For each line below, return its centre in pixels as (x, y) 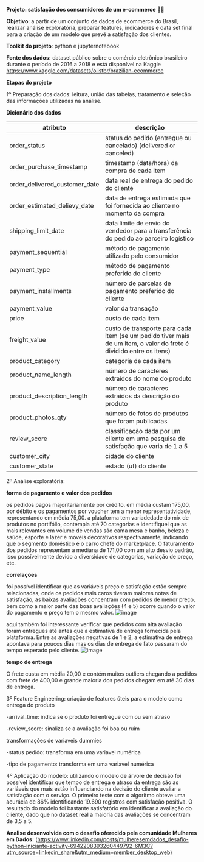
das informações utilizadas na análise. (54, 101)
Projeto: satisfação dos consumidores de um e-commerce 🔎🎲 (85, 9)
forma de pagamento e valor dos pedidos (59, 493)
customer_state (31, 466)
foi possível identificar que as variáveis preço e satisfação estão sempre (97, 587)
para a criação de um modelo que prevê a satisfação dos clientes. (89, 34)
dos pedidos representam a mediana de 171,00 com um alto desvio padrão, (100, 550)
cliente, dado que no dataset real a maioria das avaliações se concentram (98, 814)
